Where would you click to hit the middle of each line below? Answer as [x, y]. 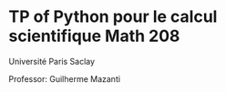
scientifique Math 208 [94, 36]
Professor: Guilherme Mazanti [64, 78]
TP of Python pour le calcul [113, 17]
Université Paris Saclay [52, 61]
